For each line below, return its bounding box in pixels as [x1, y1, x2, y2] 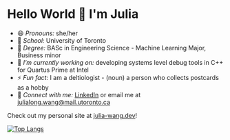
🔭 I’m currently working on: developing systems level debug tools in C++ [17, 58, 224, 66]
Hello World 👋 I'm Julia [7, 6, 139, 22]
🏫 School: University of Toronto [17, 36, 107, 44]
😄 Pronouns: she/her [17, 29, 78, 37]
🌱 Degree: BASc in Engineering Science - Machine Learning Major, [17, 43, 207, 52]
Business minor [17, 51, 61, 59]
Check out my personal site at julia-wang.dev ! [7, 111, 138, 119]
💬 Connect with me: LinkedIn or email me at [17, 90, 141, 99]
